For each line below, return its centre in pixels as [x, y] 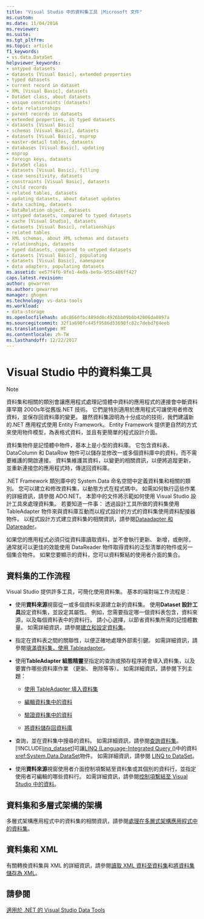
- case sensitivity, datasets [45, 176]
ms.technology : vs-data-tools [45, 301]
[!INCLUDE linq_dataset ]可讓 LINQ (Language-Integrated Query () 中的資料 [106, 749]
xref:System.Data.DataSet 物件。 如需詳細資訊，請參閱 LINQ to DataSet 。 [106, 756]
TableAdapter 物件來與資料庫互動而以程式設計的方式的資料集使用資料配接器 [101, 511]
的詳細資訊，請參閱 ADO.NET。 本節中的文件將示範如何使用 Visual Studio [98, 496]
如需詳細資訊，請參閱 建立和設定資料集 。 [78, 627]
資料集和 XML [32, 850]
